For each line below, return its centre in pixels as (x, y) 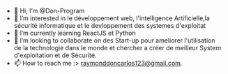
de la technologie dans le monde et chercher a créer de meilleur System (117, 48)
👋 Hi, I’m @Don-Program (49, 11)
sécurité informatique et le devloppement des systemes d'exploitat (110, 25)
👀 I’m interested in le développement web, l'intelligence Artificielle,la (112, 18)
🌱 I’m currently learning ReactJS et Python (75, 33)
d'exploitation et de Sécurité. (55, 55)
